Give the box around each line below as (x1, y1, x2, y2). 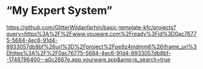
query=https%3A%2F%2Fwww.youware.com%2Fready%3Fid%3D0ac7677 (6, 30, 197, 37)
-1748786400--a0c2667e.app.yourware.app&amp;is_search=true (6, 56, 171, 63)
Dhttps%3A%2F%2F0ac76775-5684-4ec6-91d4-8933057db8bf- (6, 49, 171, 56)
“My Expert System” (6, 4, 112, 18)
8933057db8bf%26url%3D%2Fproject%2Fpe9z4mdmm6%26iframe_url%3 (6, 43, 197, 50)
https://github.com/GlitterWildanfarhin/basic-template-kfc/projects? (6, 24, 176, 31)
